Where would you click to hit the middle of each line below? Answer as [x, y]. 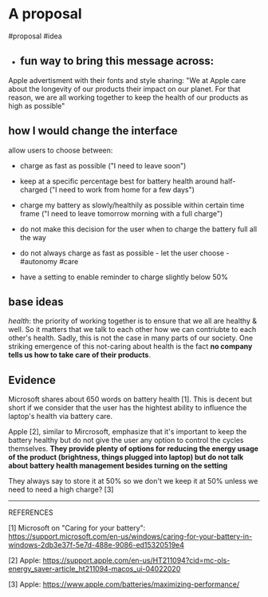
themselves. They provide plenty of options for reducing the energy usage [134, 449]
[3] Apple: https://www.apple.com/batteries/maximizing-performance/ [124, 584]
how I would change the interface [93, 131]
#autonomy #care [49, 261]
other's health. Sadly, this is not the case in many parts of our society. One [131, 338]
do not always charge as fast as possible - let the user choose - [124, 253]
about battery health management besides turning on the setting [118, 466]
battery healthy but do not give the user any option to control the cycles [126, 441]
